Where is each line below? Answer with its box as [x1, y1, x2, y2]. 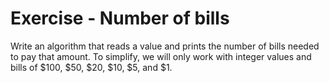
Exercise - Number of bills [10, 7, 230, 30]
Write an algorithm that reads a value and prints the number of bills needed [10, 40, 320, 52]
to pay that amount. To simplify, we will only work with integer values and [10, 50, 312, 62]
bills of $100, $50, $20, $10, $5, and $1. [10, 61, 173, 73]
